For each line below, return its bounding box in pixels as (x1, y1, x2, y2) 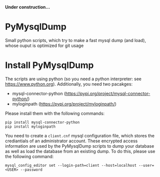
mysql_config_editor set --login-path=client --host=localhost (5, 163, 137, 168)
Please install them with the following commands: (5, 110, 105, 116)
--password (20, 167, 43, 172)
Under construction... (5, 4, 50, 10)
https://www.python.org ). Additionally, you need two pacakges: (5, 81, 133, 87)
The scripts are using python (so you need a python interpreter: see (5, 76, 142, 82)
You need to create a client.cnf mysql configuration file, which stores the (5, 133, 155, 138)
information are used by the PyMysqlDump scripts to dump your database (5, 143, 154, 149)
